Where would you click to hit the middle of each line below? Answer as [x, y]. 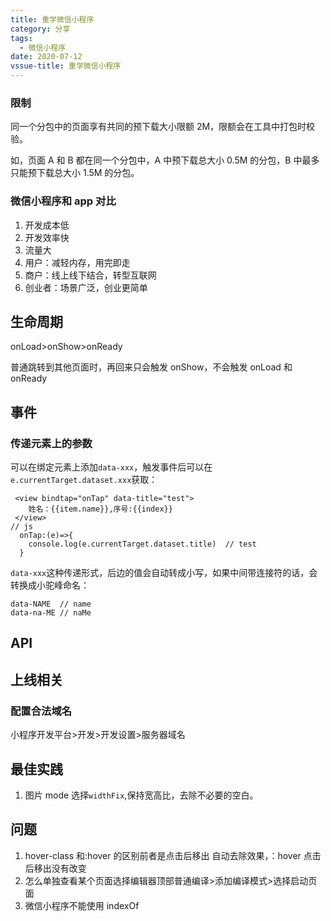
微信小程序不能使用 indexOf [82, 905]
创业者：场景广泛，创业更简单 [86, 287]
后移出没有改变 [55, 868]
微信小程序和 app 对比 [63, 201]
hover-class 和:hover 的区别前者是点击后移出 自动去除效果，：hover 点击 [173, 855]
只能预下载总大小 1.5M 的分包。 [75, 173]
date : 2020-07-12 [46, 57]
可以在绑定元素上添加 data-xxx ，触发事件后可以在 [111, 467]
